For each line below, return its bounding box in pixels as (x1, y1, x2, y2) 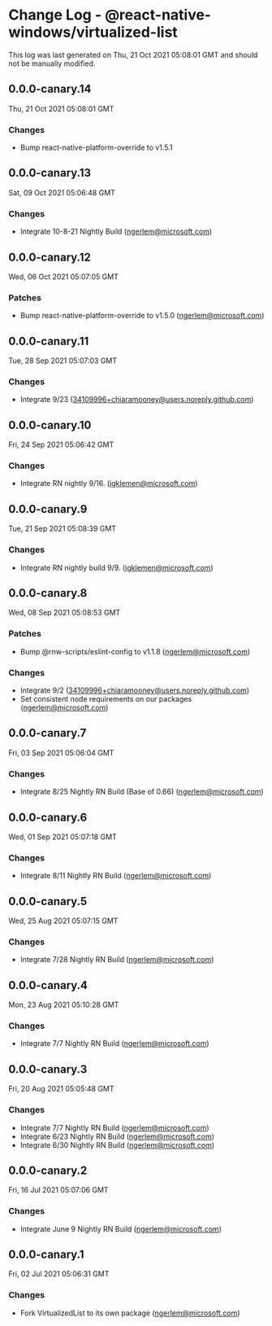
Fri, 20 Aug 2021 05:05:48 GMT (8, 1084, 115, 1094)
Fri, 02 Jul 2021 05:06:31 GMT (8, 1269, 110, 1279)
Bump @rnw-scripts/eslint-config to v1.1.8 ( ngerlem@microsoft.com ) (19, 646, 251, 656)
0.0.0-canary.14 (8, 82, 92, 96)
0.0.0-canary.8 (8, 586, 88, 600)
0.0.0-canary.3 (8, 1062, 88, 1076)
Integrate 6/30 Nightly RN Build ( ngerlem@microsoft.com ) (19, 1140, 215, 1149)
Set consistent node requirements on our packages (19, 694, 192, 703)
